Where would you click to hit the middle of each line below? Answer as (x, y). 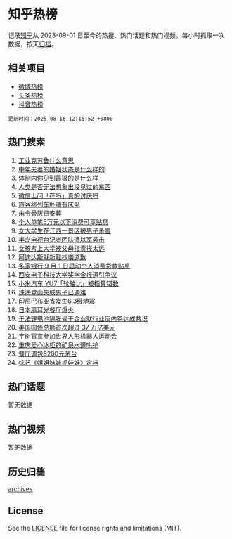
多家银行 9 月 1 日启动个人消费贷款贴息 (74, 266)
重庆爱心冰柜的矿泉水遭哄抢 (58, 344)
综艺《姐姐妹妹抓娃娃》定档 (58, 362)
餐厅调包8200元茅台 (47, 353)
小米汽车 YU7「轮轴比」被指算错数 (68, 283)
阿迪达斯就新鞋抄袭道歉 (52, 256)
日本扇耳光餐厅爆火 (46, 309)
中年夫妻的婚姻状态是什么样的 (61, 169)
